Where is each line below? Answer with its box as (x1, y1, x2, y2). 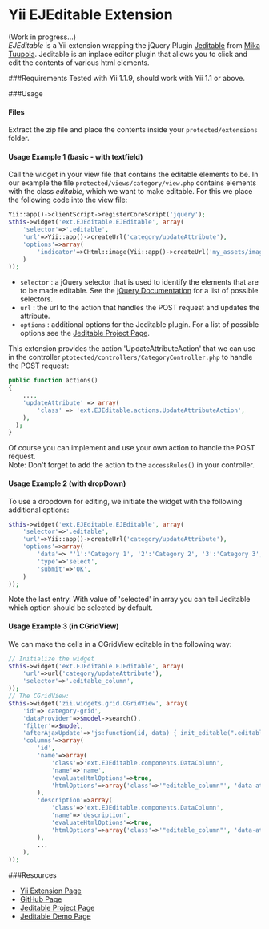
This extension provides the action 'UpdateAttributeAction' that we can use (8, 344, 256, 353)
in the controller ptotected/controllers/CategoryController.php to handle (8, 353, 253, 362)
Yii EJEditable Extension (8, 6, 174, 24)
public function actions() (8, 377, 98, 385)
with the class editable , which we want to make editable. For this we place (8, 187, 253, 196)
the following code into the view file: (8, 195, 128, 205)
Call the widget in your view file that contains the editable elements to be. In (8, 170, 259, 180)
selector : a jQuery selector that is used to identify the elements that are (19, 277, 259, 287)
